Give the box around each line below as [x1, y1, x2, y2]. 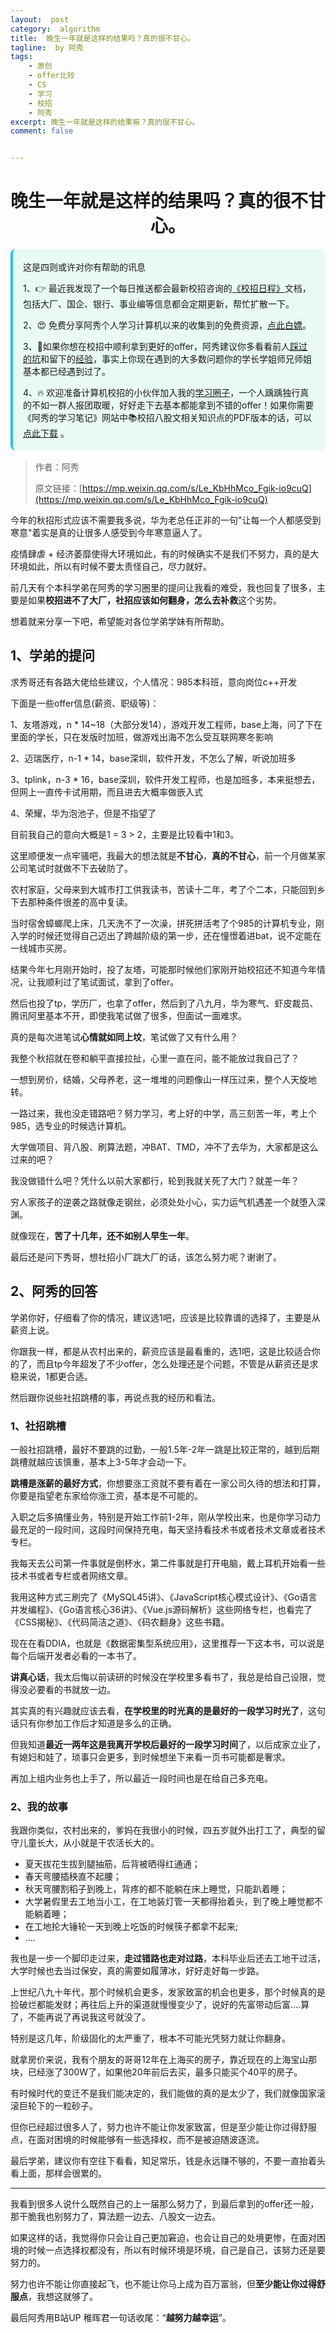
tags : [10, 52, 33, 62]
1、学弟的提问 [10, 647, 96, 665]
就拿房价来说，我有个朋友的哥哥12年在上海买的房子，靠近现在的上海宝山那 [10, 2054, 318, 2066]
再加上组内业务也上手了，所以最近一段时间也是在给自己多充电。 [10, 1772, 273, 1784]
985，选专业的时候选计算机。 [10, 1119, 132, 1131]
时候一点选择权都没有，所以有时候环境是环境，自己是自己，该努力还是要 [27, 2244, 326, 2256]
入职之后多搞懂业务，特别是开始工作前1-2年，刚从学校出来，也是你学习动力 [10, 1511, 322, 1523]
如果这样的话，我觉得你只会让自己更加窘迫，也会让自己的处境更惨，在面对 [10, 2232, 317, 2244]
